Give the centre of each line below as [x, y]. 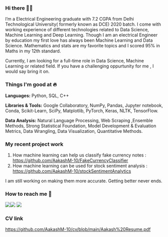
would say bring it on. [28, 71]
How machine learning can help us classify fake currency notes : [79, 155]
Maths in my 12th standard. [33, 51]
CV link [14, 218]
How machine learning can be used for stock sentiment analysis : [80, 166]
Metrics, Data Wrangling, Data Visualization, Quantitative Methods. [74, 131]
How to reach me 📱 [29, 194]
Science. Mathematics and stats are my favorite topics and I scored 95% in [83, 46]
